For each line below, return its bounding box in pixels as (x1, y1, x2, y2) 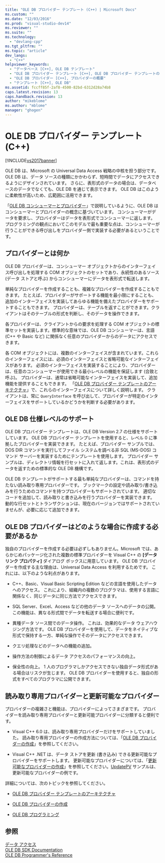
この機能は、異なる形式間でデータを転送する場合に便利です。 (12, 610, 137, 616)
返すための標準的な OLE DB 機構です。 (18, 466, 96, 472)
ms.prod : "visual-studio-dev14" (5, 21, 71, 26)
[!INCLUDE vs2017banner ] (5, 157, 57, 163)
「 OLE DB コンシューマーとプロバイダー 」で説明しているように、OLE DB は (5, 203, 159, 208)
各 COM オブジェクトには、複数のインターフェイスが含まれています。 (5, 350, 146, 356)
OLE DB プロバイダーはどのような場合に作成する (5, 522, 152, 531)
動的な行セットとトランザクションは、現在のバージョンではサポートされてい (5, 501, 160, 506)
